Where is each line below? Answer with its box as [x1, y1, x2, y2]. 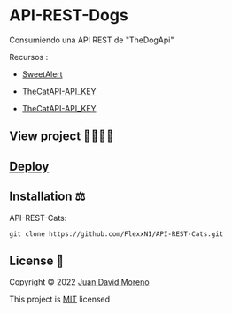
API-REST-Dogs [9, 5, 128, 26]
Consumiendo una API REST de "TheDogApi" [9, 34, 174, 45]
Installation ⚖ [9, 189, 86, 204]
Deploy [9, 158, 50, 173]
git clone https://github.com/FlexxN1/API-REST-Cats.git [9, 229, 224, 239]
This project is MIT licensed [9, 294, 111, 305]
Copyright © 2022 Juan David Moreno [9, 277, 150, 287]
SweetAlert [21, 68, 64, 80]
